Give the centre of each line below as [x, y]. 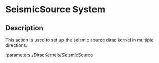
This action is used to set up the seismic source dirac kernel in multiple [80, 40]
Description [24, 28]
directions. [17, 45]
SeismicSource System [55, 9]
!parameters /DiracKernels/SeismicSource [49, 55]
